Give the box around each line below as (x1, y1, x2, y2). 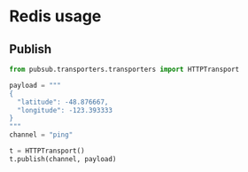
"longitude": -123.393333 (17, 106, 113, 114)
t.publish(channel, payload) (9, 154, 117, 163)
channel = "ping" (9, 130, 74, 139)
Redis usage (9, 6, 102, 27)
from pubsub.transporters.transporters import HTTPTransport (9, 65, 240, 74)
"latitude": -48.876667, (17, 98, 109, 106)
